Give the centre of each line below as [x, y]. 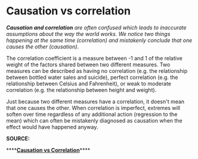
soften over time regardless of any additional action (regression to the [92, 114]
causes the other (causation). [43, 47]
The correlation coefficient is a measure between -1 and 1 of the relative [95, 58]
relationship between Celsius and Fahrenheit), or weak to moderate [89, 83]
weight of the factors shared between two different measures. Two [88, 65]
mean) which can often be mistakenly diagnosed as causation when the [95, 120]
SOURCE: [18, 138]
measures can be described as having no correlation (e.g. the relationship [97, 71]
